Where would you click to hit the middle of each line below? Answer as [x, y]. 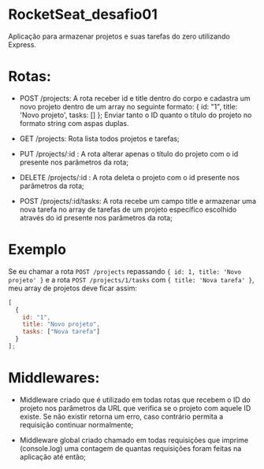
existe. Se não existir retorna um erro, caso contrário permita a [121, 416]
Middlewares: [54, 378]
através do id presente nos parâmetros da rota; [96, 217]
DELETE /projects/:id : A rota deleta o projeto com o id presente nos [130, 177]
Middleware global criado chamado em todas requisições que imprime [134, 440]
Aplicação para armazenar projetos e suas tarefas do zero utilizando [119, 36]
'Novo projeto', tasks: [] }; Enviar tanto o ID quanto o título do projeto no [136, 115]
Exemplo [37, 250]
